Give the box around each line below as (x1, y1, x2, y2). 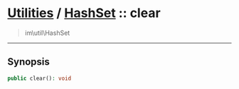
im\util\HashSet (24, 28, 70, 37)
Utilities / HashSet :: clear (7, 5, 161, 21)
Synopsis (7, 56, 50, 68)
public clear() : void (7, 75, 72, 82)
